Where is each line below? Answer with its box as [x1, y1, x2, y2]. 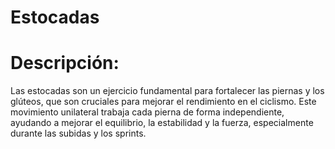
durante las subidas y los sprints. [10, 127, 147, 140]
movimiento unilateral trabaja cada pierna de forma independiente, [10, 106, 285, 118]
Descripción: [10, 52, 120, 75]
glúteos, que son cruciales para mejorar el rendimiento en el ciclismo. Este [10, 96, 317, 108]
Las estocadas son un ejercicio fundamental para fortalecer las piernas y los [10, 85, 325, 97]
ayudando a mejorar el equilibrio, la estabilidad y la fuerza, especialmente [10, 117, 314, 129]
